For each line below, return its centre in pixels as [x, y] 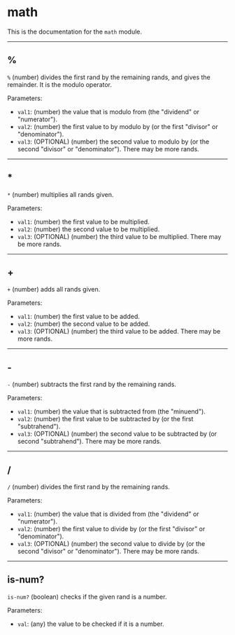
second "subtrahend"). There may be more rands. [90, 442]
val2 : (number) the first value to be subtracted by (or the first [105, 419]
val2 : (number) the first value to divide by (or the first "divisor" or [111, 529]
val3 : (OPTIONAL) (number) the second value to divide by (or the [111, 544]
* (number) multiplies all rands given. [60, 194]
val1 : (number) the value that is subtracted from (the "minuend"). [112, 411]
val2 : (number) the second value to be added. [84, 324]
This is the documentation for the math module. [74, 32]
